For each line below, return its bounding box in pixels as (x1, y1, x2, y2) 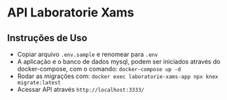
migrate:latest (17, 79, 61, 86)
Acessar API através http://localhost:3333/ (17, 86, 145, 93)
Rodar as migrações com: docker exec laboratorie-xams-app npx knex (17, 72, 219, 80)
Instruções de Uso (7, 32, 88, 44)
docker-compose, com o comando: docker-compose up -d (17, 65, 181, 73)
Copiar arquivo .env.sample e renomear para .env (17, 50, 159, 58)
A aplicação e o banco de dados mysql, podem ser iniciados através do (17, 58, 221, 66)
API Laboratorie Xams (7, 5, 135, 21)
